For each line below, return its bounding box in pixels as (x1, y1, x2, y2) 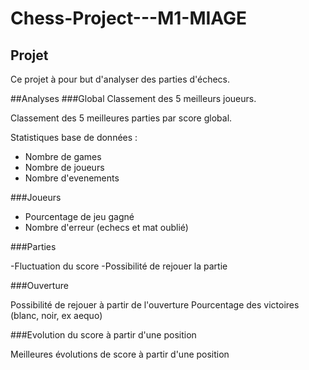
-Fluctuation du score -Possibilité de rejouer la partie (10, 260, 228, 272)
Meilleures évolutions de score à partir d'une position (10, 348, 230, 360)
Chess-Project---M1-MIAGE (10, 7, 248, 30)
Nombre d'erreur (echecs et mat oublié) (24, 222, 189, 233)
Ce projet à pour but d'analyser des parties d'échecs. (10, 73, 231, 85)
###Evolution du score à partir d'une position (10, 329, 197, 341)
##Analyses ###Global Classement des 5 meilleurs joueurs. (10, 93, 257, 104)
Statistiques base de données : (10, 132, 138, 143)
